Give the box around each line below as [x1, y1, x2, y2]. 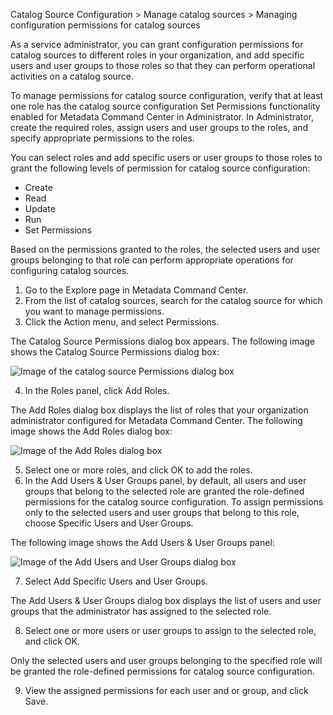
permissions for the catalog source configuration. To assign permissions [24, 496, 324, 508]
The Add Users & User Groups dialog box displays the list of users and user [10, 595, 322, 606]
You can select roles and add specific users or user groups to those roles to [10, 152, 323, 163]
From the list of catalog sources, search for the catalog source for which [24, 295, 323, 306]
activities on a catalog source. [10, 70, 135, 82]
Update [24, 203, 56, 214]
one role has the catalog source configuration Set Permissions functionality [10, 100, 321, 112]
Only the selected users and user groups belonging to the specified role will [10, 655, 323, 666]
